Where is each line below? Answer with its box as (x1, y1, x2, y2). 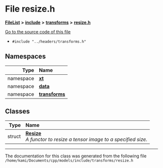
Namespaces (5, 52, 46, 61)
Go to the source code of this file (5, 29, 71, 34)
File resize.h (5, 3, 55, 15)
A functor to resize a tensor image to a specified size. (25, 136, 147, 143)
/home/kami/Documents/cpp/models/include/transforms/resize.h (5, 158, 133, 163)
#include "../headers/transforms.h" (12, 39, 86, 44)
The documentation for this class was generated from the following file (5, 153, 147, 159)
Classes (5, 107, 30, 116)
